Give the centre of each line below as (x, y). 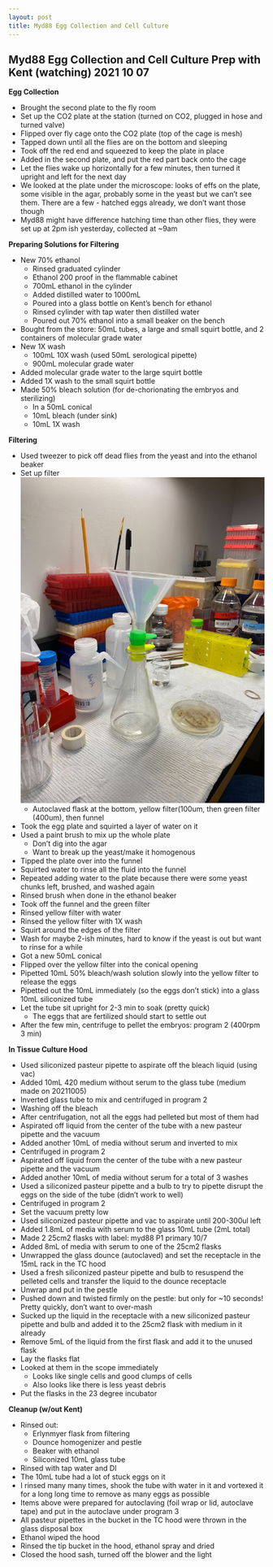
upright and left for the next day (74, 177)
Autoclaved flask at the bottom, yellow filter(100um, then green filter (146, 808)
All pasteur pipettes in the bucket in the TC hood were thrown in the (133, 1520)
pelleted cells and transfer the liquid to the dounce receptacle (123, 1281)
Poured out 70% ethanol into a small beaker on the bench (128, 320)
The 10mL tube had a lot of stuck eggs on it (93, 1477)
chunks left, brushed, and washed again (87, 886)
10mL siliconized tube (56, 999)
